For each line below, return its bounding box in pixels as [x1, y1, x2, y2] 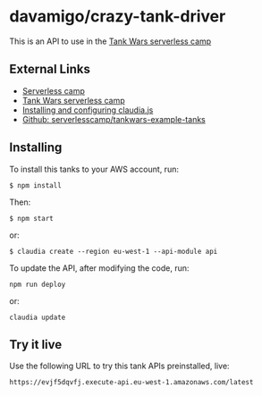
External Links [9, 62, 91, 77]
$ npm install [9, 181, 63, 190]
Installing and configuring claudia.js [21, 105, 154, 115]
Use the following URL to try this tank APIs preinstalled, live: [9, 360, 230, 372]
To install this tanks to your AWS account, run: [9, 164, 179, 174]
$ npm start [9, 214, 54, 223]
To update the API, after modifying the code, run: [9, 262, 190, 274]
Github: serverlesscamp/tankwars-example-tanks [21, 114, 206, 124]
